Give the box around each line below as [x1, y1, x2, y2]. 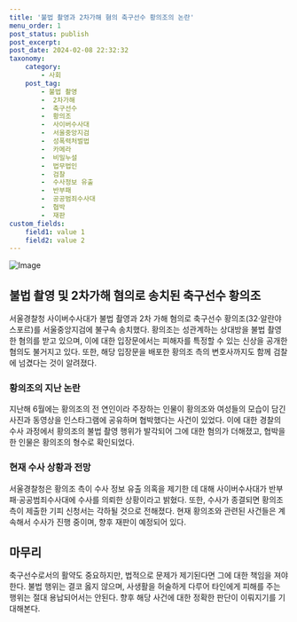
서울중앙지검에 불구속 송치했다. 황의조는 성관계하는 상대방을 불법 [43, 325, 266, 335]
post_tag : [25, 79, 62, 88]
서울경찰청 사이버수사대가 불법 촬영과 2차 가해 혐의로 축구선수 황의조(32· [9, 313, 261, 324]
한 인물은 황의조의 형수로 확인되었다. [9, 437, 135, 448]
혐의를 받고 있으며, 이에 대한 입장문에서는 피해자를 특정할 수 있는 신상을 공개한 [18, 335, 288, 346]
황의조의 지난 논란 [9, 382, 82, 394]
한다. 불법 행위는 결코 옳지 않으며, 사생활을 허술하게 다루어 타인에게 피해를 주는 [9, 581, 281, 592]
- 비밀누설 [41, 153, 78, 162]
